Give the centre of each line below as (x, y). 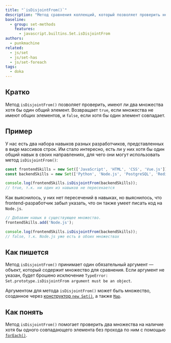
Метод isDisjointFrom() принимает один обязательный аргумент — (79, 265)
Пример (19, 131)
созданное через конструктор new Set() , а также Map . (64, 296)
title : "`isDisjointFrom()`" (36, 10)
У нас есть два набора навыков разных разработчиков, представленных (84, 144)
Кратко (18, 92)
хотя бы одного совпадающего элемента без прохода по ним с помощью (85, 330)
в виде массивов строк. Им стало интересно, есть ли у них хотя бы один (85, 149)
